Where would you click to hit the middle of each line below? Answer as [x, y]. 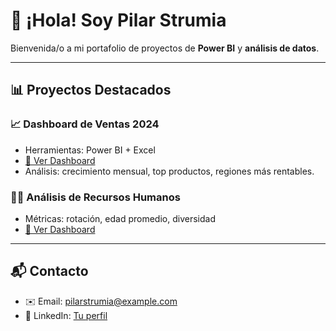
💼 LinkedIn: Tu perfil [66, 315]
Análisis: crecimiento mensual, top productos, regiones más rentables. [169, 171]
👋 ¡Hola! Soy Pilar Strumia [118, 20]
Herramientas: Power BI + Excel [90, 150]
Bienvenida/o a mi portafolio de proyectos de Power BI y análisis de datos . [165, 48]
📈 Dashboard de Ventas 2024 [85, 124]
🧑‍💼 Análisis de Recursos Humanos [95, 197]
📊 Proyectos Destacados [91, 90]
